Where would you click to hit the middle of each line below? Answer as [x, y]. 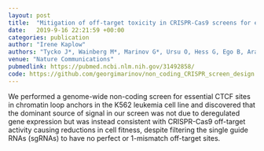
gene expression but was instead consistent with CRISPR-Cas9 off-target [127, 121]
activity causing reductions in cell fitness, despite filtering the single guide [128, 130]
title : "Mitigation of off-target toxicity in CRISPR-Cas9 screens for [130, 23]
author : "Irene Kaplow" [47, 45]
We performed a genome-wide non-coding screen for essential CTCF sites [130, 96]
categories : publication [49, 37]
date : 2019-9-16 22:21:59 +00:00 [66, 30]
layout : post [29, 15]
